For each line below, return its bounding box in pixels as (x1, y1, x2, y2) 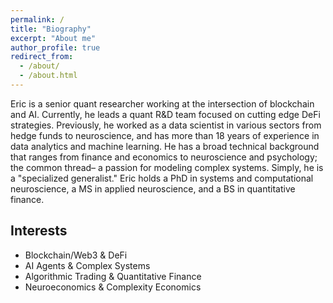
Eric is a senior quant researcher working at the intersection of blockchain (10, 97, 315, 110)
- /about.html (19, 71, 78, 81)
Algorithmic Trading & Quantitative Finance (24, 270, 202, 282)
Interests (10, 222, 68, 240)
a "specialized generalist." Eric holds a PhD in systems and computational (10, 172, 314, 184)
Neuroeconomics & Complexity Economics (24, 281, 202, 293)
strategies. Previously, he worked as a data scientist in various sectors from (10, 119, 322, 131)
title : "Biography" (10, 24, 92, 34)
